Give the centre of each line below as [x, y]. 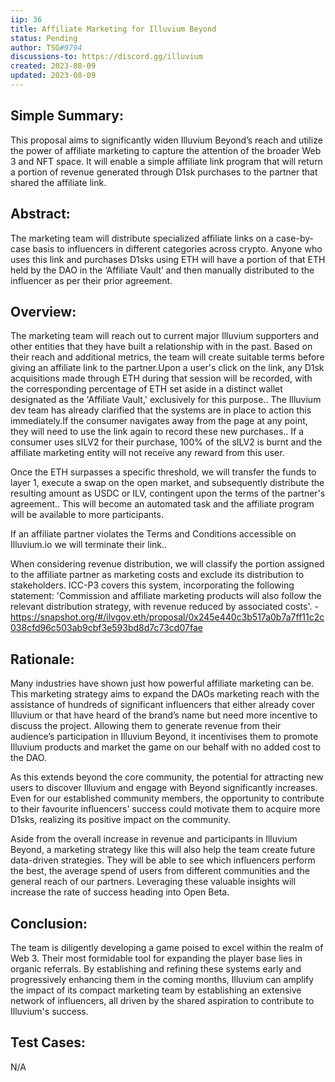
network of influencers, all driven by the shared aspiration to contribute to [162, 1000]
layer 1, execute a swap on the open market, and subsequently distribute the [167, 483]
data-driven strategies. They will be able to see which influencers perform [163, 860]
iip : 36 [26, 19]
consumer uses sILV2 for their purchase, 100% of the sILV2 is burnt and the [166, 442]
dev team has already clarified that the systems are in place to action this [161, 410]
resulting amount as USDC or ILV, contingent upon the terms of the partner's [168, 493]
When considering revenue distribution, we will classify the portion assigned [167, 564]
